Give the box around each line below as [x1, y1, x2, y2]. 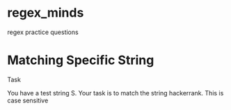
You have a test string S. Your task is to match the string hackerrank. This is [7, 88, 224, 97]
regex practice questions [7, 28, 79, 36]
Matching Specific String [7, 52, 154, 68]
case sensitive [7, 96, 49, 104]
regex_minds [7, 5, 84, 21]
